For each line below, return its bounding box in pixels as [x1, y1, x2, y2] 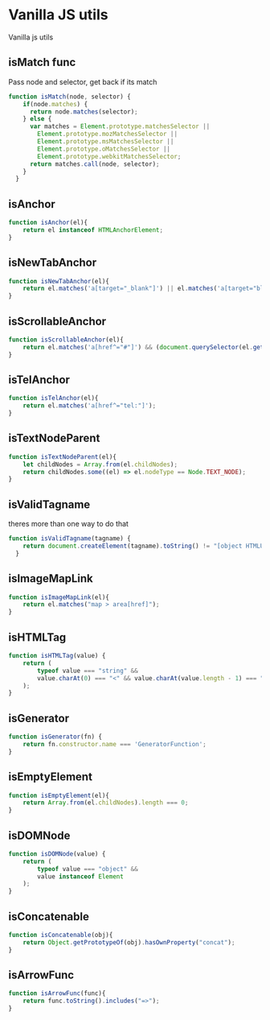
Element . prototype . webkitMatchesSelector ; [37, 152, 182, 160]
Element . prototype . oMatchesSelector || [37, 145, 171, 153]
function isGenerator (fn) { [8, 733, 103, 741]
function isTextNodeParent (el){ [8, 452, 117, 460]
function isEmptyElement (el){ [8, 791, 110, 799]
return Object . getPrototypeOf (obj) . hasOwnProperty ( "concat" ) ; [22, 938, 235, 947]
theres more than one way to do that [8, 519, 129, 529]
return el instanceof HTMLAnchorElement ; [22, 225, 163, 234]
